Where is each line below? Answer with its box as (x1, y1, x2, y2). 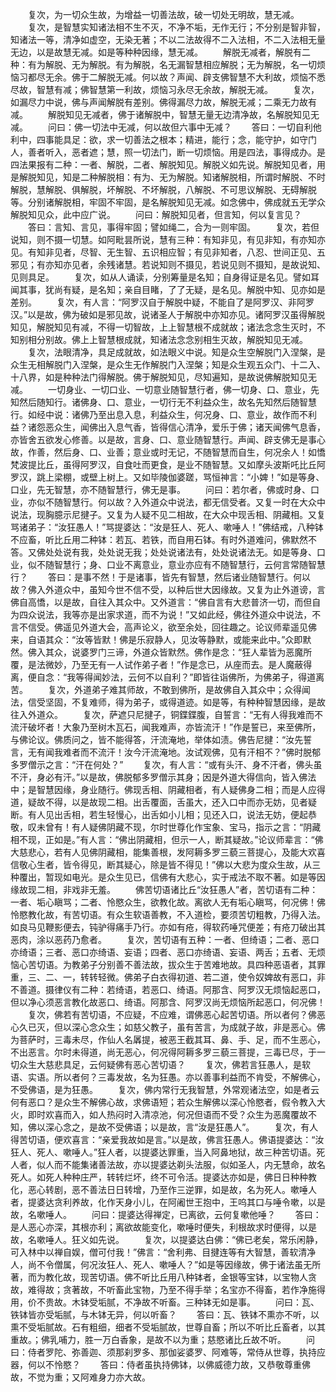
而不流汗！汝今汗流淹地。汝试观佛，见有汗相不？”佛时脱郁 (79, 746, 322, 758)
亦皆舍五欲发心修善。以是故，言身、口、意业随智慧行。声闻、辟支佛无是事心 (10, 434, 326, 445)
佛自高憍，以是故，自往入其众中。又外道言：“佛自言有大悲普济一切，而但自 (10, 596, 322, 608)
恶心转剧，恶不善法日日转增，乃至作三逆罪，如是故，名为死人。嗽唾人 (27, 1184, 317, 1195)
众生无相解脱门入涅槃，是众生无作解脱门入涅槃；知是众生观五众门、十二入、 (10, 359, 326, 370)
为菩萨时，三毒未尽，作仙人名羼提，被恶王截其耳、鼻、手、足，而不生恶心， (10, 1034, 326, 1045)
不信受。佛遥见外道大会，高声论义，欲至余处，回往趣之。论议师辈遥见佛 (18, 621, 317, 633)
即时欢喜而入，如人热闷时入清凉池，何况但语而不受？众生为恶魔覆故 (27, 1109, 308, 1120)
